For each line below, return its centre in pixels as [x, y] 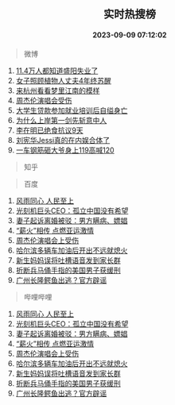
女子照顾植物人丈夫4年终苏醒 [63, 80]
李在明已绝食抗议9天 [49, 130]
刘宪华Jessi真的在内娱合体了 [63, 140]
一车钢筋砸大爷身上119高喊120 [65, 150]
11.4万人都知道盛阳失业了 [57, 71]
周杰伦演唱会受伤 [44, 100]
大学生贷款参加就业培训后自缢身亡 [72, 110]
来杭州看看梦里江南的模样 [58, 91]
